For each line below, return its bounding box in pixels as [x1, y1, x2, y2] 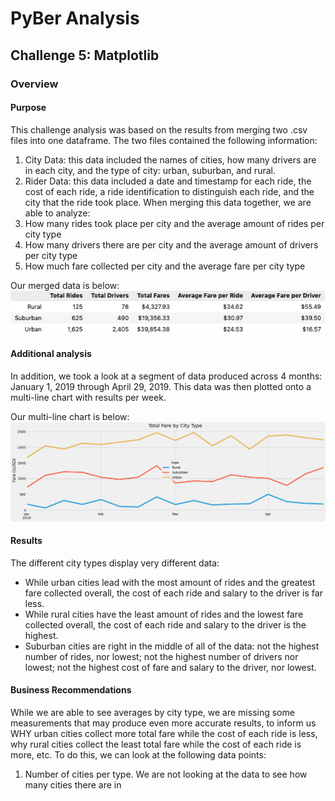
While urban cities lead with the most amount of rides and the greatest [24, 576, 316, 588]
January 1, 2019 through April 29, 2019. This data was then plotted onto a [10, 380, 312, 392]
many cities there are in [24, 779, 122, 791]
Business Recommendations [10, 684, 132, 696]
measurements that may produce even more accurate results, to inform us [10, 717, 317, 729]
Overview [10, 77, 59, 91]
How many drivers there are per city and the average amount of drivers [24, 238, 319, 251]
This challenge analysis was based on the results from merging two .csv [10, 123, 308, 136]
